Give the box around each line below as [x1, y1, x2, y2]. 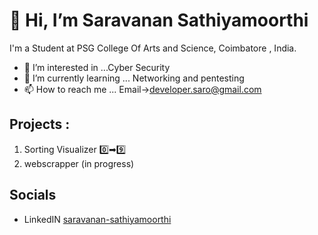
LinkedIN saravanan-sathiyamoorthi [23, 213, 172, 225]
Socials [9, 187, 57, 204]
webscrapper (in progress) [23, 157, 135, 169]
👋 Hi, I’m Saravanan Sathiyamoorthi [9, 9, 309, 32]
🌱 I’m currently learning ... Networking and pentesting [23, 72, 245, 84]
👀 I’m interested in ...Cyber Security [23, 61, 171, 73]
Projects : [9, 116, 71, 133]
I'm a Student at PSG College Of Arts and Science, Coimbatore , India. [9, 42, 297, 54]
